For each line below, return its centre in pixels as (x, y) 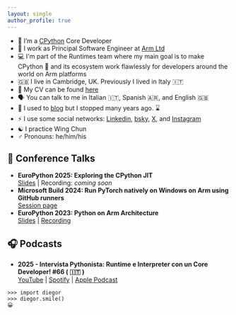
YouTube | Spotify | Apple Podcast (67, 280)
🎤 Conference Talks (51, 158)
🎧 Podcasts (35, 244)
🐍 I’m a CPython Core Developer (65, 40)
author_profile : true (39, 21)
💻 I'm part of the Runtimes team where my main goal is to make (111, 56)
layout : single (30, 14)
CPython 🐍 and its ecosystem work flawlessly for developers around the (123, 66)
